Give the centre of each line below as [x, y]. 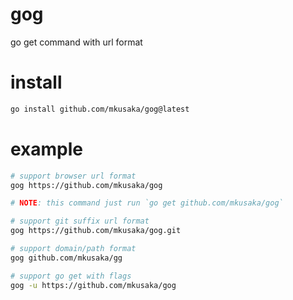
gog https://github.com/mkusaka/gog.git [96, 231]
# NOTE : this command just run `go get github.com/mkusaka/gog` [147, 203]
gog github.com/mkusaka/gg [66, 258]
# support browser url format [73, 176]
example [47, 149]
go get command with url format [76, 42]
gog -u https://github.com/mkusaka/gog [93, 285]
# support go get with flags [71, 276]
